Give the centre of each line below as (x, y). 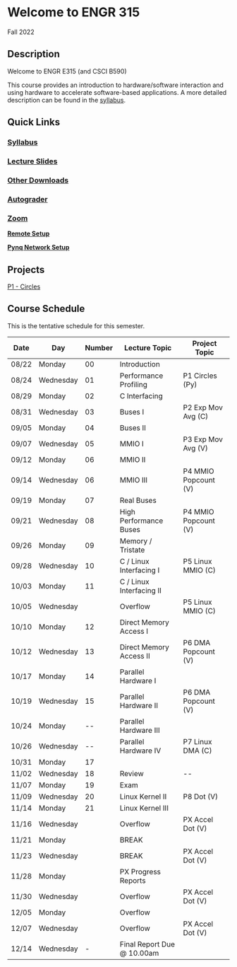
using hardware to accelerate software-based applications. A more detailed (117, 92)
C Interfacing (141, 395)
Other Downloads (38, 180)
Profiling (134, 384)
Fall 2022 (21, 32)
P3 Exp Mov (203, 439)
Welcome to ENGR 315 (74, 12)
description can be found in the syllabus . (66, 100)
